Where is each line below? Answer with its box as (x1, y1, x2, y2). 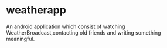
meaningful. (6, 35, 35, 42)
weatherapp (6, 4, 66, 17)
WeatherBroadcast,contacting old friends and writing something (6, 29, 161, 36)
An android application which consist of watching (6, 23, 125, 30)
